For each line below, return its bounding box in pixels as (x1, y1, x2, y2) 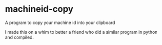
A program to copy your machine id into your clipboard (5, 20, 116, 25)
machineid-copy (5, 3, 74, 15)
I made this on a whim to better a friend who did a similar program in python (5, 29, 158, 35)
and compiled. (5, 34, 34, 40)
